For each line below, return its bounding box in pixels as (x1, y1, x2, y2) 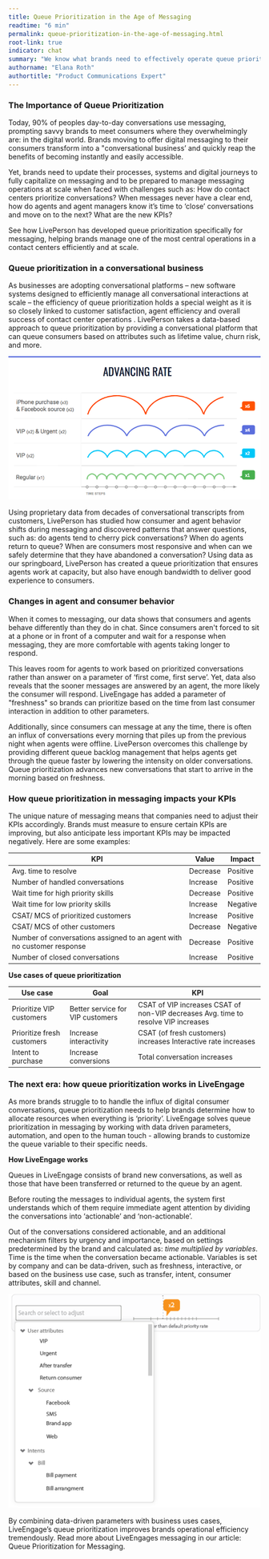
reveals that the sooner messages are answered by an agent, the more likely (8, 681, 260, 690)
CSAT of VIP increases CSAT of (138, 1000, 242, 1009)
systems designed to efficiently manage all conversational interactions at (8, 289, 249, 299)
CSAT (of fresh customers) (138, 1028, 227, 1037)
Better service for (69, 1004, 127, 1014)
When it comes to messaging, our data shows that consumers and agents (8, 614, 251, 624)
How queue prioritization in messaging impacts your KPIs (8, 793, 236, 804)
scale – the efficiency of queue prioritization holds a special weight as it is (8, 297, 252, 308)
